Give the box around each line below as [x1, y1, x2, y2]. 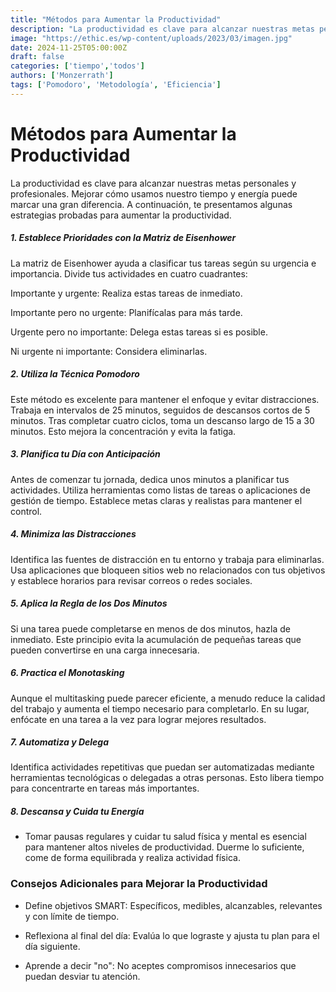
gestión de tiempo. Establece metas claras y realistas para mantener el [10, 494, 303, 506]
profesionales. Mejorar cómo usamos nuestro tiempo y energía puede [10, 187, 298, 200]
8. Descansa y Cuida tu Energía [10, 806, 145, 818]
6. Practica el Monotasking [10, 667, 125, 679]
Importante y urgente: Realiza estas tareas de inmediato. [10, 287, 243, 299]
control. [10, 505, 43, 517]
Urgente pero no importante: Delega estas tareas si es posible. [10, 326, 268, 338]
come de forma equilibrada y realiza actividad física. [24, 852, 241, 864]
